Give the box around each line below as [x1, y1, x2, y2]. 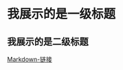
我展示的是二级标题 [7, 36, 89, 47]
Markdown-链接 [7, 56, 53, 63]
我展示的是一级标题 [7, 6, 116, 22]
